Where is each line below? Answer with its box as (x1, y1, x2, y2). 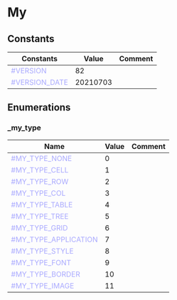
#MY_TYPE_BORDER (11, 269, 80, 279)
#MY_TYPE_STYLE (11, 246, 74, 256)
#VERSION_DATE (11, 78, 69, 87)
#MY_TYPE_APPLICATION (11, 234, 98, 244)
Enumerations (7, 101, 71, 114)
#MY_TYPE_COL (11, 188, 66, 198)
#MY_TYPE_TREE (11, 211, 69, 221)
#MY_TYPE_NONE (11, 153, 73, 163)
